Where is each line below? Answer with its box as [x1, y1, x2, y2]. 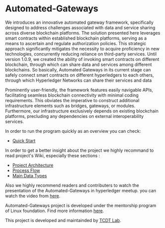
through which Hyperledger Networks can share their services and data [5, 77, 152, 83]
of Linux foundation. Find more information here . [5, 208, 104, 214]
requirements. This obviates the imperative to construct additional [5, 97, 140, 103]
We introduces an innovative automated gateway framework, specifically [5, 19, 154, 25]
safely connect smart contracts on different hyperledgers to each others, [5, 72, 154, 78]
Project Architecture [12, 162, 54, 168]
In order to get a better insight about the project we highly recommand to [5, 147, 154, 153]
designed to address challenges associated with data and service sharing [5, 24, 156, 30]
